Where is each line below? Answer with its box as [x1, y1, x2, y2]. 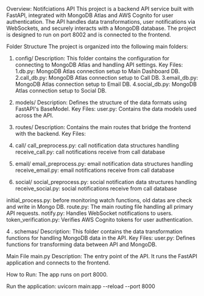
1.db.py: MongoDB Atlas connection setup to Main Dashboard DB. [15, 68, 180, 75]
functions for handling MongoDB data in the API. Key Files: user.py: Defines [6, 234, 196, 241]
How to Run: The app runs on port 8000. [6, 271, 108, 278]
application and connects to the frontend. [6, 259, 110, 266]
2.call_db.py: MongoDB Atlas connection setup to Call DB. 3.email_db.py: [15, 74, 199, 81]
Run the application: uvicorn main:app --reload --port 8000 [6, 283, 155, 290]
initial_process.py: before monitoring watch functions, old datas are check [6, 197, 192, 203]
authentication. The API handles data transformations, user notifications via [6, 18, 195, 25]
